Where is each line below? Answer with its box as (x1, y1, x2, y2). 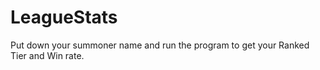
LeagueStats (10, 6, 118, 29)
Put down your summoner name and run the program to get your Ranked (10, 39, 310, 51)
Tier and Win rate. (10, 49, 85, 61)
